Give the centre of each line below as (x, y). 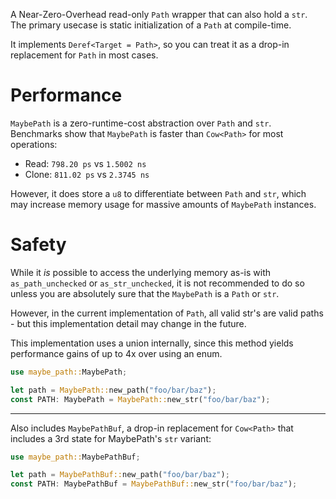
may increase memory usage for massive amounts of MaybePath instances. (163, 204)
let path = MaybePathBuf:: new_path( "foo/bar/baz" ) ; (120, 475)
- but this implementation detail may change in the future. (128, 323)
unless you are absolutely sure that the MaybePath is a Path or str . (145, 293)
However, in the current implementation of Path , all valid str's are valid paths (167, 313)
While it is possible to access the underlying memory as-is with (141, 272)
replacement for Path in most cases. (84, 55)
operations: (34, 144)
